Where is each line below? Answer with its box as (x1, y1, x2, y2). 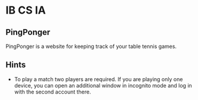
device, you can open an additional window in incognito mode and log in (14, 82, 192, 89)
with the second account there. (14, 88, 91, 95)
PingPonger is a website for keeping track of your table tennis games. (5, 43, 177, 50)
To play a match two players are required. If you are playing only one (14, 75, 183, 83)
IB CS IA (5, 4, 46, 17)
